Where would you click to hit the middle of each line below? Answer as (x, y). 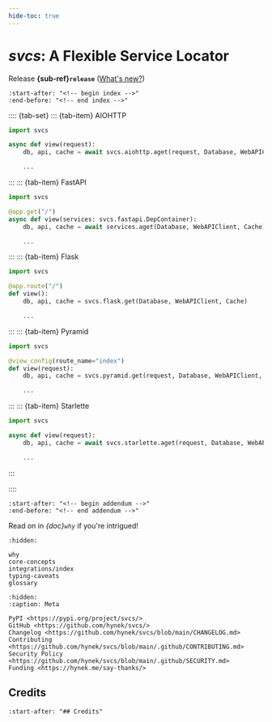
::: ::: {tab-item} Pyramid (49, 331)
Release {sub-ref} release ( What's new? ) (77, 79)
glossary (23, 583)
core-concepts (32, 562)
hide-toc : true (34, 16)
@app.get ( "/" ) (32, 211)
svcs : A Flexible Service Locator (119, 55)
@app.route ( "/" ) (36, 287)
